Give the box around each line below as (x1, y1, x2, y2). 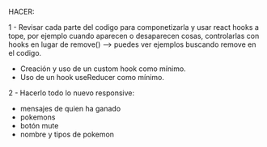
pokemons (19, 112, 56, 122)
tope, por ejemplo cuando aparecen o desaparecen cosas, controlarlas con (8, 31, 260, 40)
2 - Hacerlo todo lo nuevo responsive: (8, 88, 135, 98)
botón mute (19, 121, 59, 130)
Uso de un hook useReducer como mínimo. (19, 73, 164, 82)
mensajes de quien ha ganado (19, 104, 121, 113)
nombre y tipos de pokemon (19, 129, 115, 139)
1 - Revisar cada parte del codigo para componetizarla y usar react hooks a (8, 23, 259, 31)
